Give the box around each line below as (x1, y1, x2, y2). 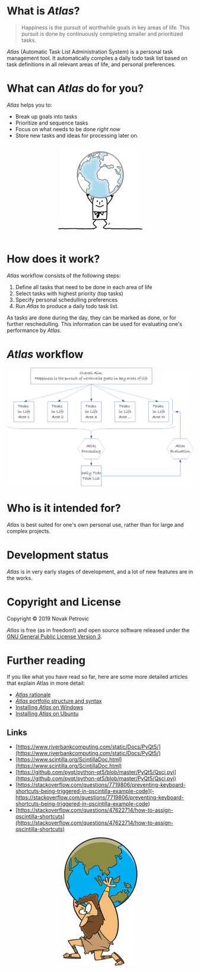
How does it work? (7, 252, 100, 266)
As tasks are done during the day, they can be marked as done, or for (7, 314, 177, 321)
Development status (7, 548, 109, 561)
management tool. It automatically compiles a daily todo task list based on (7, 54, 188, 61)
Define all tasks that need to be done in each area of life (15, 283, 153, 290)
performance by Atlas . (7, 327, 62, 334)
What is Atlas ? (7, 4, 80, 18)
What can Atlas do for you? (7, 82, 144, 95)
